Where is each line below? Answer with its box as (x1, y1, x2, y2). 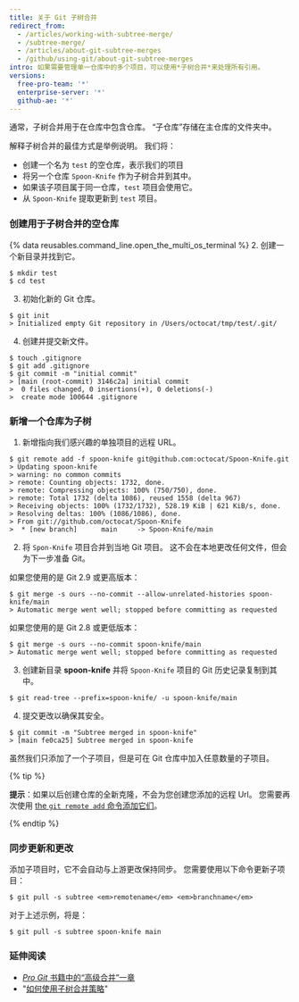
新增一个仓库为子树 (9, 414, 92, 427)
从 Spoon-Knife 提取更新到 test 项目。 (21, 193, 162, 204)
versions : (9, 71, 46, 80)
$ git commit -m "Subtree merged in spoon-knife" (9, 728, 198, 737)
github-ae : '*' (17, 96, 74, 105)
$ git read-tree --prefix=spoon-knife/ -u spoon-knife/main (9, 693, 238, 702)
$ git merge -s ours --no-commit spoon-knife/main (9, 639, 202, 648)
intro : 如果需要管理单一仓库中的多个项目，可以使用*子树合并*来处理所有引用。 (9, 63, 265, 72)
